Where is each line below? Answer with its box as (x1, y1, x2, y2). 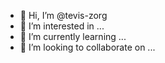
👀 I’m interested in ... (19, 20, 105, 32)
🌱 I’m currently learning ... (19, 31, 127, 42)
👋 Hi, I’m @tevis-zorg (19, 10, 108, 21)
